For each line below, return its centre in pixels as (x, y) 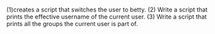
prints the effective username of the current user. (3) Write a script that (106, 17)
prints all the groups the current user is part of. (72, 24)
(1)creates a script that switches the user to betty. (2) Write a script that (107, 10)
